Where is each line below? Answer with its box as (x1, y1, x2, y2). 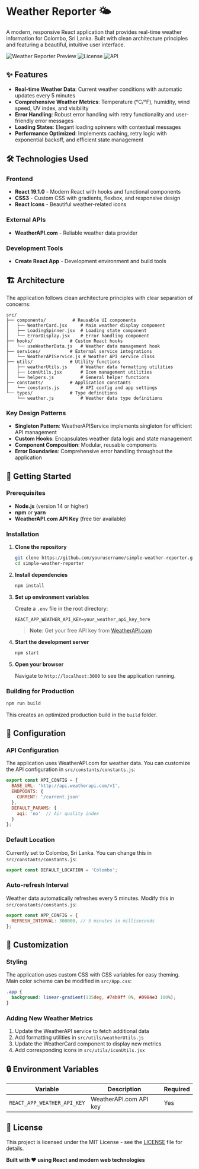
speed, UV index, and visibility (14, 105, 89, 112)
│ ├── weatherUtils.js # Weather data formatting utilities (6, 364, 174, 370)
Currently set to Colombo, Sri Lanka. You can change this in (6, 849, 152, 856)
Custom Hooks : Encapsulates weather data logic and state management (14, 435, 192, 443)
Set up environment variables (14, 593, 89, 601)
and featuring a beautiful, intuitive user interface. (6, 41, 126, 48)
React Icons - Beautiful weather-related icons (14, 201, 127, 208)
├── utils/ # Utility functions (6, 359, 120, 365)
